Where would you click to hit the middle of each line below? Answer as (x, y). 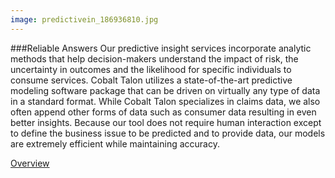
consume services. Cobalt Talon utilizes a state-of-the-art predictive (151, 80)
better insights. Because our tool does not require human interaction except (166, 122)
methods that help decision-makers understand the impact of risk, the (154, 58)
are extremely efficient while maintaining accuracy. (115, 143)
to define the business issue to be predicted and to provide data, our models (168, 133)
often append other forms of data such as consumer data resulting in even (163, 112)
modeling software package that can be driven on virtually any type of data (165, 90)
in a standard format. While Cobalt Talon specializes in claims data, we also (165, 101)
